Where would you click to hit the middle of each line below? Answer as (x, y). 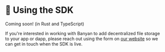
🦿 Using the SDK (39, 10)
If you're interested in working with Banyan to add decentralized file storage (82, 33)
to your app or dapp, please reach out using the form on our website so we (82, 39)
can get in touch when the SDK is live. (44, 44)
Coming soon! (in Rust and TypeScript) (45, 24)
